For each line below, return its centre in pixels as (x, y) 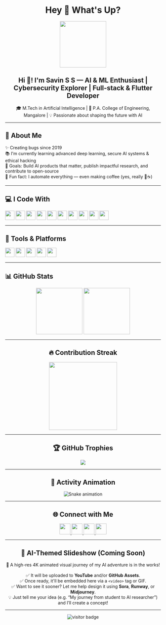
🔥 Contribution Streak (83, 353)
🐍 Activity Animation (83, 482)
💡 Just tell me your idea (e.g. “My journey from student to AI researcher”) (83, 597)
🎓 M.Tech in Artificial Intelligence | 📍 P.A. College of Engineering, (83, 108)
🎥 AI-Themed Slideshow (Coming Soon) (83, 553)
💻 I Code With (28, 199)
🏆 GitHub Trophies (83, 448)
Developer (83, 96)
